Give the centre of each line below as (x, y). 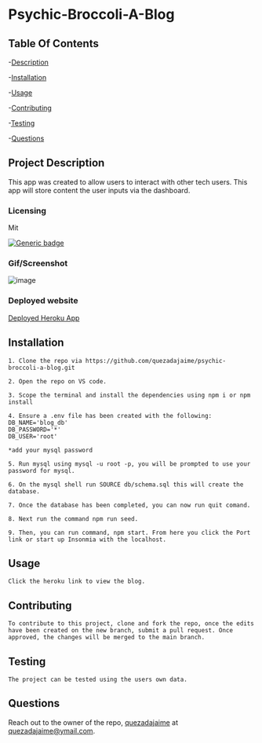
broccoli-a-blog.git (42, 368)
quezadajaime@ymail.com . (52, 730)
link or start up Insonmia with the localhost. (87, 540)
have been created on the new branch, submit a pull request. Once (121, 631)
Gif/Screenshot (38, 263)
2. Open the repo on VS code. (58, 381)
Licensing (27, 210)
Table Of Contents (54, 44)
